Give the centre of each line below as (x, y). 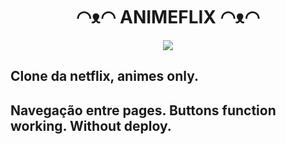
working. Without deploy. (91, 125)
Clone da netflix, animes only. (104, 76)
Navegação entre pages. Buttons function (143, 110)
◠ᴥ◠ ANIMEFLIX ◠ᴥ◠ (168, 17)
